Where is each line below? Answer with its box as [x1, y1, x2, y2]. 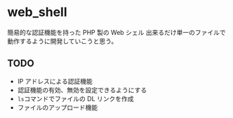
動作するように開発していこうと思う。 [7, 36, 118, 45]
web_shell [7, 4, 68, 20]
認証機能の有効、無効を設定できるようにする [17, 85, 147, 94]
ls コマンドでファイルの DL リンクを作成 [17, 94, 135, 103]
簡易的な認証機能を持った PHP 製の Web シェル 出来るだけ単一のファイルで [7, 28, 226, 36]
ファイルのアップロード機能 [17, 103, 98, 112]
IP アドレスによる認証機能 [17, 77, 93, 85]
